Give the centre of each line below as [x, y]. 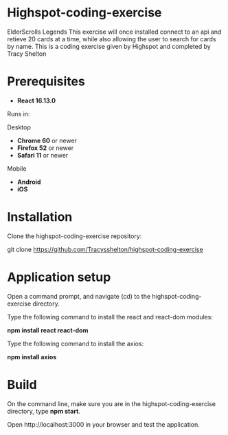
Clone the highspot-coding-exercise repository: [75, 236]
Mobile [17, 168]
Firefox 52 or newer [45, 148]
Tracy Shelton [27, 54]
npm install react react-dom [48, 330]
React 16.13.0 [36, 100]
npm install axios [32, 357]
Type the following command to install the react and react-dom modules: [110, 317]
